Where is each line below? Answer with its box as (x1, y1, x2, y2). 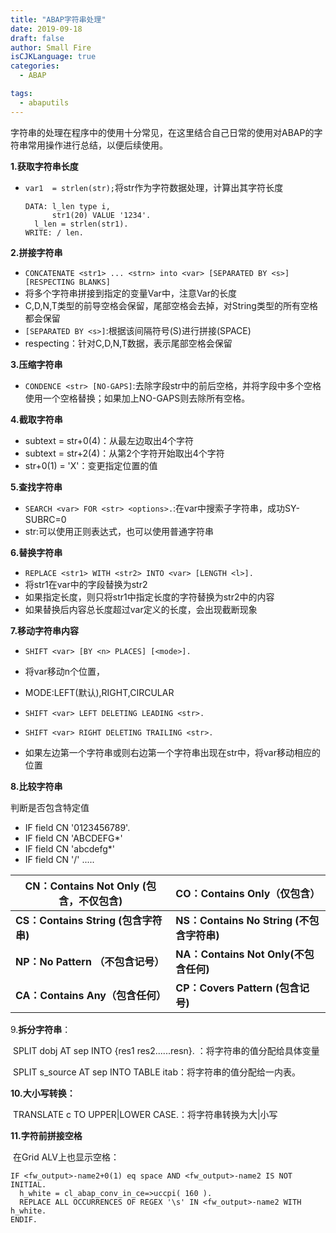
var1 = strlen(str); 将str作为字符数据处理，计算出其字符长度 (24, 181, 284, 193)
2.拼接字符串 (10, 246, 63, 258)
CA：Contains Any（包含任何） (15, 988, 167, 1002)
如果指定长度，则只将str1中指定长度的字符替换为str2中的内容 (24, 591, 275, 603)
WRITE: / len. (24, 227, 84, 238)
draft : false (10, 33, 65, 43)
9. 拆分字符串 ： (10, 1023, 72, 1035)
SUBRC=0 (24, 513, 67, 525)
